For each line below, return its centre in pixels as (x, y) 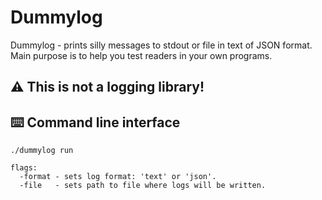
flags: (24, 168)
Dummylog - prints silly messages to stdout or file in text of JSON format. (161, 45)
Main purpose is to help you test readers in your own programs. (141, 55)
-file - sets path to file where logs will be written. (143, 186)
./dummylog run (42, 151)
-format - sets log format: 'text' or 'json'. (118, 177)
